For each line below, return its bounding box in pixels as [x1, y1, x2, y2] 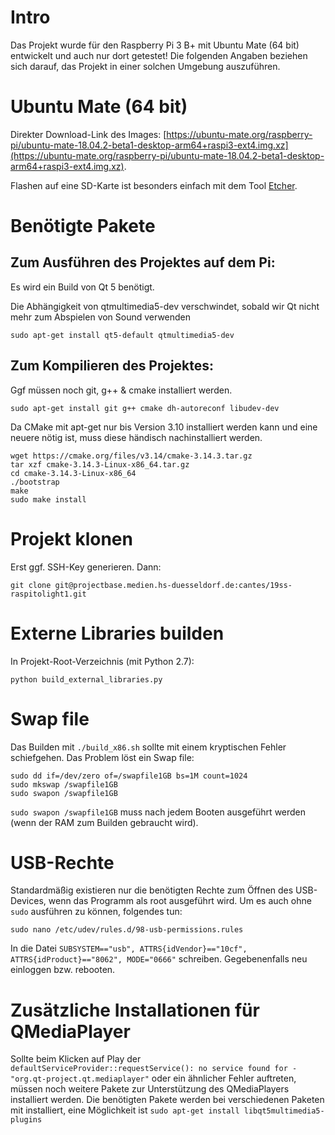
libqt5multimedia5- [243, 1106, 325, 1116]
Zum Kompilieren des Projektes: [10, 357, 215, 375]
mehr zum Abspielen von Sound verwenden [10, 311, 192, 323]
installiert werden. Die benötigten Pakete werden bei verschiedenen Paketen [10, 1094, 325, 1106]
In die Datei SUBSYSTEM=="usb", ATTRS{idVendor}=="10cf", [10, 942, 248, 955]
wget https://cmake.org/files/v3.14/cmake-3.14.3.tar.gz [10, 451, 253, 461]
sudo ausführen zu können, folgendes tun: [10, 906, 183, 918]
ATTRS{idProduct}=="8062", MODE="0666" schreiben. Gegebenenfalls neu [10, 953, 308, 965]
